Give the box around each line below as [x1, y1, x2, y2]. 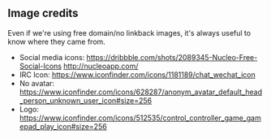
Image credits [7, 7, 79, 20]
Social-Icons [19, 61, 62, 71]
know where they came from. [7, 37, 106, 46]
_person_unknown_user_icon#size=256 [19, 95, 152, 105]
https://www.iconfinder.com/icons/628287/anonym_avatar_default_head [19, 87, 263, 97]
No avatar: [19, 78, 54, 88]
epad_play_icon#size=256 [19, 121, 107, 131]
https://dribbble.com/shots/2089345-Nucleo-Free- [86, 52, 258, 62]
